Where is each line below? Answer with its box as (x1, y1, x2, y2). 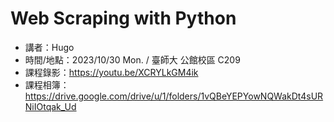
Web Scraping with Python (10, 7, 237, 30)
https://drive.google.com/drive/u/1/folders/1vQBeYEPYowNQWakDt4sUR (24, 90, 324, 102)
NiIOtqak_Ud (24, 100, 77, 112)
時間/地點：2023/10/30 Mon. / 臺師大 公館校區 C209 (24, 53, 241, 66)
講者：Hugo (24, 41, 75, 53)
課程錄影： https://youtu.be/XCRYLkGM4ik (24, 66, 199, 78)
